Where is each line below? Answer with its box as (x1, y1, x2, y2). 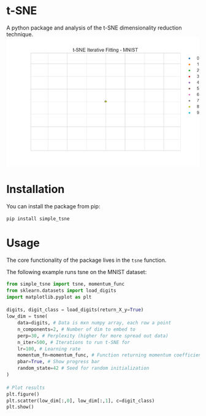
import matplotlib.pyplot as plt (6, 294, 92, 300)
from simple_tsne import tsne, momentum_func (6, 281, 124, 287)
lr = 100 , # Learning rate (17, 345, 81, 352)
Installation (6, 182, 65, 197)
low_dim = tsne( (6, 313, 48, 320)
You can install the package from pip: (6, 202, 101, 210)
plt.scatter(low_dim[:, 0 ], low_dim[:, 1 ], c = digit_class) (6, 398, 155, 404)
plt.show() (6, 404, 34, 410)
